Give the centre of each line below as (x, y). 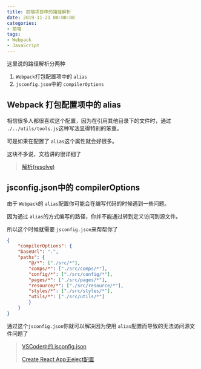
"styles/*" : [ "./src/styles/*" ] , (71, 291)
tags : (14, 34)
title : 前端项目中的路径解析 (39, 12)
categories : (22, 23)
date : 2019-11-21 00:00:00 (41, 18)
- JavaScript (23, 46)
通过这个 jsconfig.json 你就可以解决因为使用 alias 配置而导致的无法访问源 (98, 326)
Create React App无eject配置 (58, 359)
